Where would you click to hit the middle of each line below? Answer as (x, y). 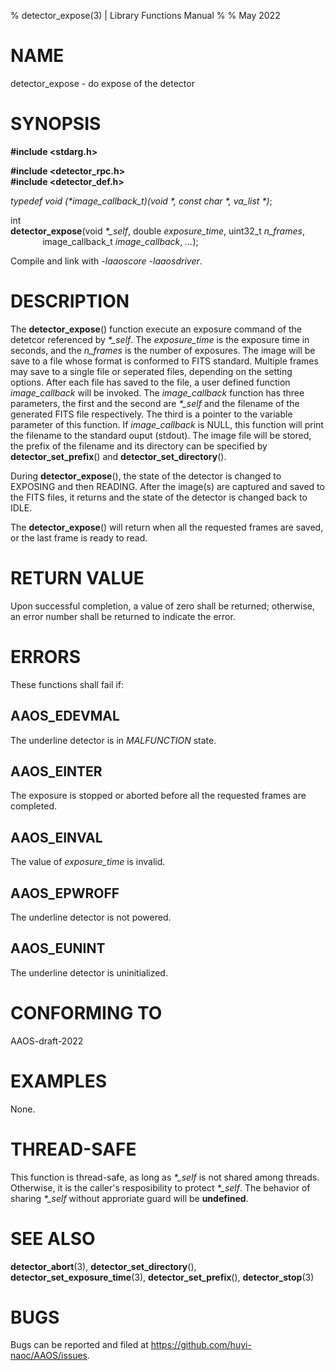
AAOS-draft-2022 (47, 1041)
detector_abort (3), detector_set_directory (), (103, 1266)
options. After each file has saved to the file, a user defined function (150, 382)
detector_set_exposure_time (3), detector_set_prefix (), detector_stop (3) (162, 1277)
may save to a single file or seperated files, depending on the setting (151, 371)
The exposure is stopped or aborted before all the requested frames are (158, 796)
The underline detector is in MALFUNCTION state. (113, 740)
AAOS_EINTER (56, 771)
